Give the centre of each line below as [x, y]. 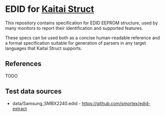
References [23, 64]
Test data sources [33, 91]
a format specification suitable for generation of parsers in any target [76, 43]
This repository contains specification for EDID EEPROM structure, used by [82, 23]
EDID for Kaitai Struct [50, 9]
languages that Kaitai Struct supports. [44, 48]
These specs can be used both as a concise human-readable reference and [82, 38]
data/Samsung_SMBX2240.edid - [46, 103]
